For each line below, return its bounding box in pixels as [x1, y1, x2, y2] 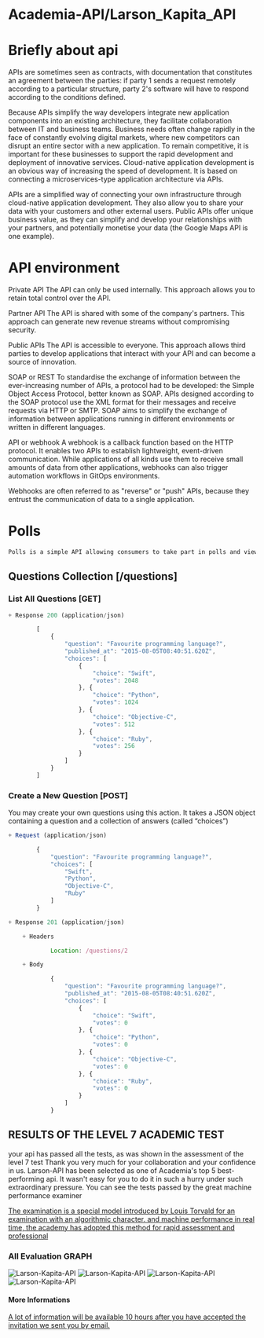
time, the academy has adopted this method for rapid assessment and [8, 1223, 236, 1232]
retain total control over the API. [8, 293, 112, 303]
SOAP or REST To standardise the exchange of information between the [8, 372, 241, 382]
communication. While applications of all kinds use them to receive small [8, 454, 244, 464]
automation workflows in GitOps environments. [8, 471, 160, 481]
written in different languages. [8, 423, 106, 432]
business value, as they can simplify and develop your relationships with [8, 214, 242, 225]
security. [8, 325, 37, 335]
